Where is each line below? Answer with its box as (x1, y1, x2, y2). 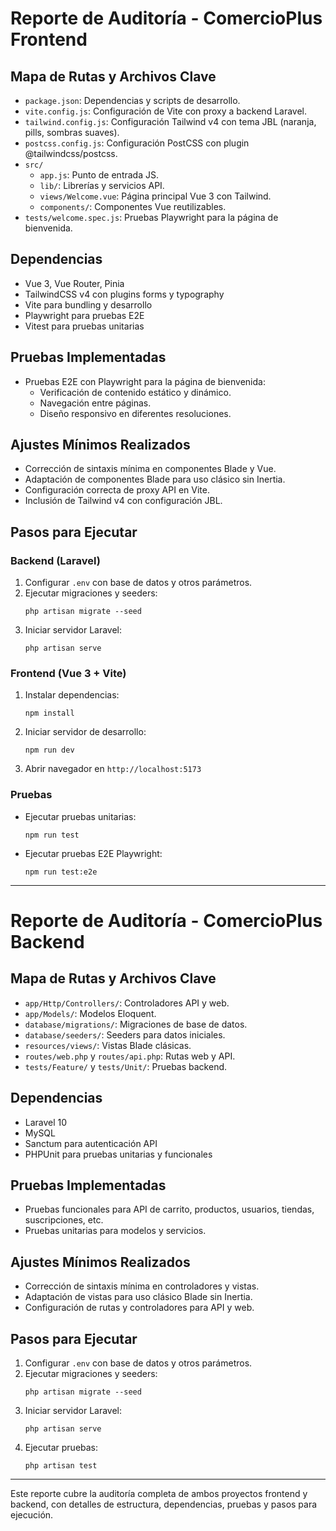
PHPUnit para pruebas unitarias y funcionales (24, 1148, 213, 1160)
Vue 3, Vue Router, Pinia (24, 277, 125, 289)
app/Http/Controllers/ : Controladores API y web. (24, 997, 230, 1009)
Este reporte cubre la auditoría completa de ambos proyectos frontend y (10, 1487, 308, 1499)
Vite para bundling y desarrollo (24, 298, 153, 311)
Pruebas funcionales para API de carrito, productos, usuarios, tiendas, (24, 1203, 315, 1216)
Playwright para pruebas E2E (24, 309, 145, 321)
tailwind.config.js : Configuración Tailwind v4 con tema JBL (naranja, (24, 116, 317, 127)
